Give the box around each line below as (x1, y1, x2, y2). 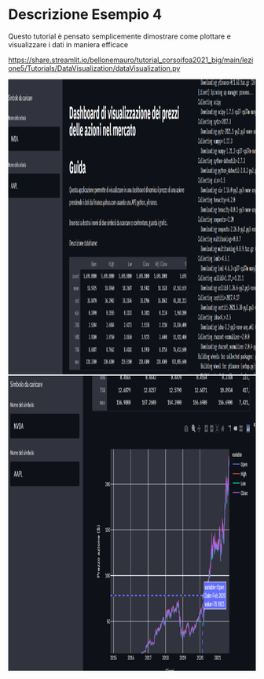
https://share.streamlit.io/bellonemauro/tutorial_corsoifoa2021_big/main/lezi (8, 55, 254, 65)
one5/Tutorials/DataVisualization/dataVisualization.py (8, 63, 181, 72)
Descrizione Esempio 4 (8, 6, 163, 24)
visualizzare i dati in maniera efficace (8, 39, 128, 49)
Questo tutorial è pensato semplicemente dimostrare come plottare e (8, 31, 232, 41)
